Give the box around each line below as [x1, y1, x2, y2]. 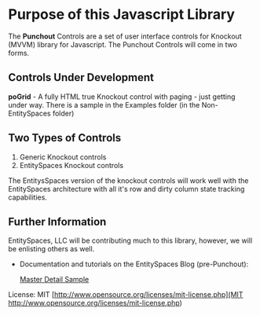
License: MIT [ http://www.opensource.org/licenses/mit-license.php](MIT [8, 290, 244, 299]
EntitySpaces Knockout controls [19, 160, 124, 170]
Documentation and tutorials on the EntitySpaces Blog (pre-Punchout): [19, 259, 249, 269]
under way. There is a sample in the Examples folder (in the [8, 100, 200, 109]
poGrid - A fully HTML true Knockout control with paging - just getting [8, 92, 236, 101]
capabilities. [8, 192, 47, 202]
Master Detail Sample [19, 275, 90, 284]
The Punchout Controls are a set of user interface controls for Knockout [8, 31, 242, 41]
